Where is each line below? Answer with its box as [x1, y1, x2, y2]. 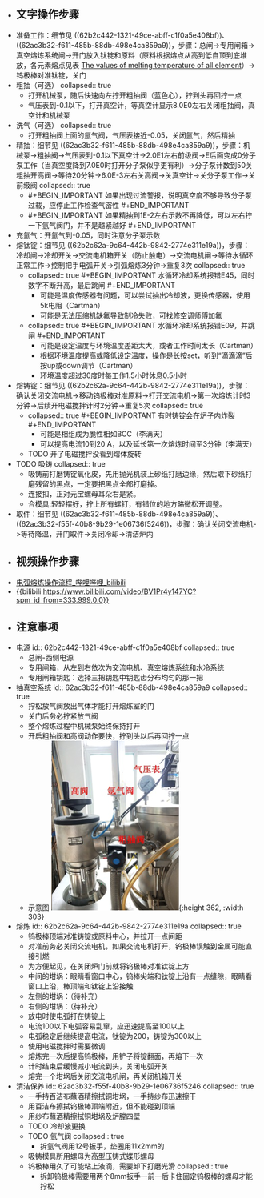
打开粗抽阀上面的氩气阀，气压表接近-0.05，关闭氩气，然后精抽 [27, 130, 236, 140]
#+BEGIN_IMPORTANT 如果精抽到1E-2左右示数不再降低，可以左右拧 [27, 210, 253, 220]
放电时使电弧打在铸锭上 [27, 1012, 106, 1021]
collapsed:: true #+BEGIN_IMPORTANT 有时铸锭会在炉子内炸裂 [27, 411, 235, 420]
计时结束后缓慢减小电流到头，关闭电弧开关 [27, 1061, 169, 1071]
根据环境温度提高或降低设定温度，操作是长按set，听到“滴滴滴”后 [39, 351, 253, 360]
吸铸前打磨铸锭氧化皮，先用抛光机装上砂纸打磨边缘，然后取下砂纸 [27, 469, 246, 479]
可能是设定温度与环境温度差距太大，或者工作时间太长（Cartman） [39, 340, 258, 350]
